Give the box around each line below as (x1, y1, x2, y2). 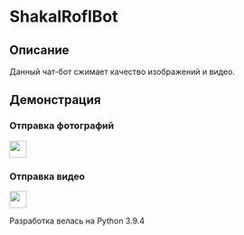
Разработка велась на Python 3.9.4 (9, 215, 145, 226)
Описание (9, 42, 70, 58)
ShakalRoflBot (9, 6, 119, 27)
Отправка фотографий (9, 119, 115, 132)
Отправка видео (9, 170, 86, 183)
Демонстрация (9, 92, 101, 108)
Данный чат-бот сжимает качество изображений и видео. (9, 66, 235, 77)
